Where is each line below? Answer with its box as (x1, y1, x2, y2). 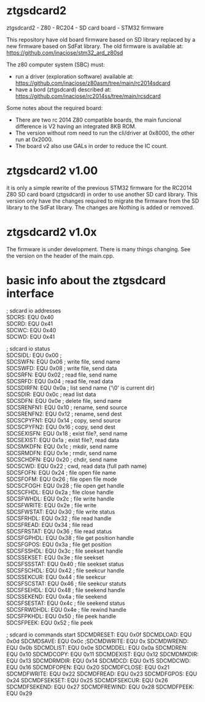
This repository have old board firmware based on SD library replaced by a (6, 36, 196, 43)
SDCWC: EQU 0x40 (6, 326, 56, 333)
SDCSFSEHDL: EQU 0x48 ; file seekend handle (6, 586, 125, 593)
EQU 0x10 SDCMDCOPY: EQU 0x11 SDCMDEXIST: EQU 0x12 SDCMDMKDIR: (6, 650, 199, 658)
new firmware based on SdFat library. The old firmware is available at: (6, 42, 184, 50)
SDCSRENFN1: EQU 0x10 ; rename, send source (6, 404, 128, 411)
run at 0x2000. (15, 136, 53, 143)
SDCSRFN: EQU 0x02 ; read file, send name (6, 371, 118, 378)
